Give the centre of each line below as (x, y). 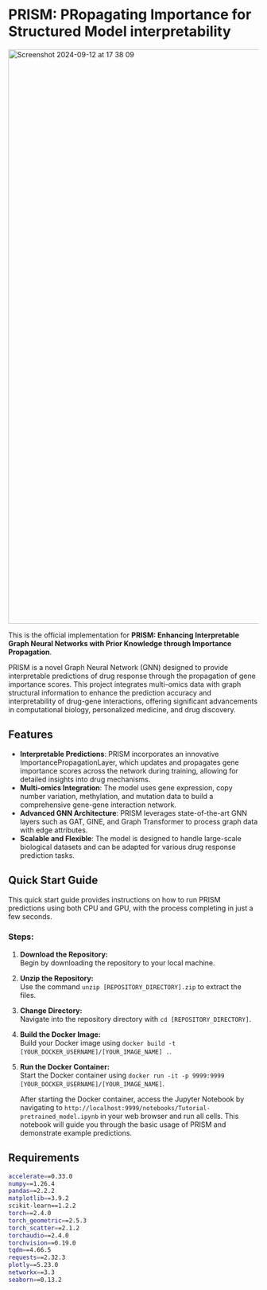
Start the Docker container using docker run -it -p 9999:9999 (122, 1075)
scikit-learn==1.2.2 (43, 1206)
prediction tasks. (47, 855)
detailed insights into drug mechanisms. (85, 779)
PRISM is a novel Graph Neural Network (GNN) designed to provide (118, 667)
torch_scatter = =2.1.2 (44, 1228)
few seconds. (31, 916)
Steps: (21, 937)
